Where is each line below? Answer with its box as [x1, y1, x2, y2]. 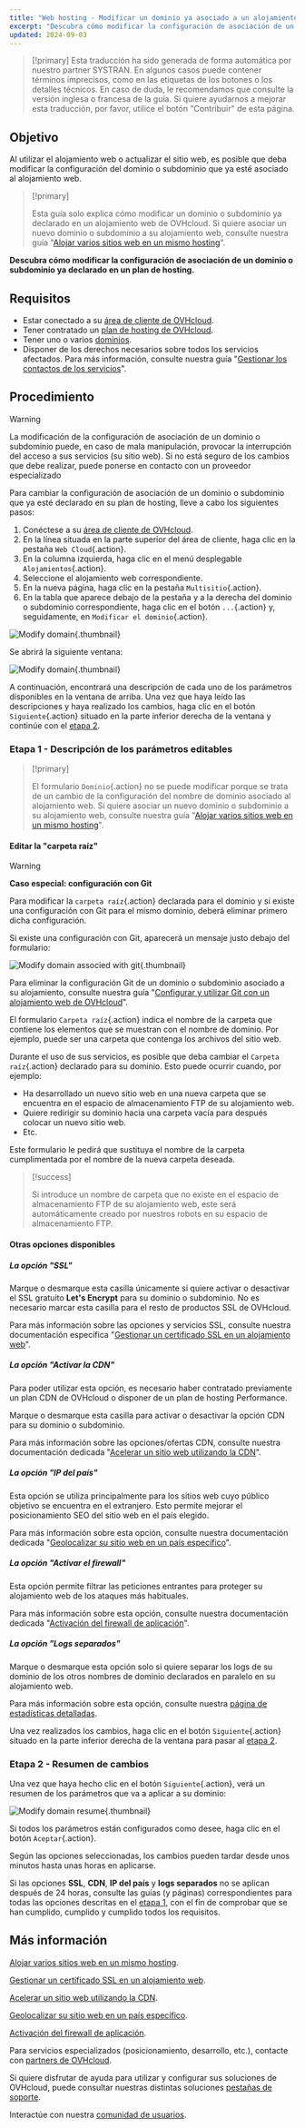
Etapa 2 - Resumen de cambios [9, 1757, 150, 1770]
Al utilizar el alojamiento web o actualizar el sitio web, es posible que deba [9, 153, 288, 164]
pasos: [9, 506, 34, 518]
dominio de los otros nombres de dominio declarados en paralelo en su [9, 1670, 276, 1681]
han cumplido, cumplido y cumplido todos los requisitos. [9, 1906, 221, 1917]
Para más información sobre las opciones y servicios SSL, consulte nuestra [9, 1319, 291, 1331]
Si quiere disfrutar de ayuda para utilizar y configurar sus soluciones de [9, 2072, 277, 2083]
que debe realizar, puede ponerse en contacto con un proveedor [9, 460, 251, 470]
